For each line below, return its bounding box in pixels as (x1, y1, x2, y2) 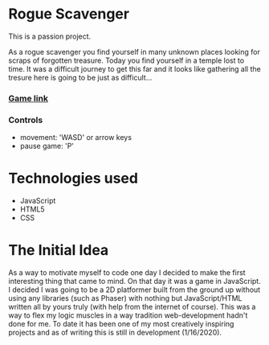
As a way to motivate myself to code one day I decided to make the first (8, 268, 247, 277)
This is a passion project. (8, 31, 92, 41)
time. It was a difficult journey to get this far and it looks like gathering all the (8, 64, 261, 73)
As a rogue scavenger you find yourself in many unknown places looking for (8, 47, 261, 56)
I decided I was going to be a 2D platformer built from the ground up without (8, 285, 261, 294)
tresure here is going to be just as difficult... (8, 72, 153, 82)
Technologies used (8, 170, 139, 187)
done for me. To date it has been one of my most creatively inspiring (8, 319, 234, 329)
